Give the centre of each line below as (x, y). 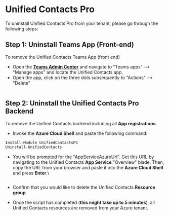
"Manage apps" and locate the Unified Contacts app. (68, 72)
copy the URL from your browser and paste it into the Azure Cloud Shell (88, 168)
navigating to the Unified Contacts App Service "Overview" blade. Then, (88, 162)
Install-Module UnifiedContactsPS (42, 142)
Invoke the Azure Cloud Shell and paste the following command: (80, 133)
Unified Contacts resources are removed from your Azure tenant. (80, 208)
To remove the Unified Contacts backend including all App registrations (80, 123)
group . (20, 193)
